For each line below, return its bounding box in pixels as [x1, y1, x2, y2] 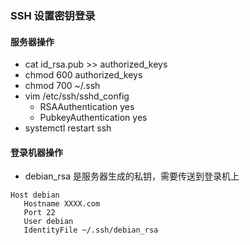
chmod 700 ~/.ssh [24, 80, 101, 92]
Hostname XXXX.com [23, 199, 101, 209]
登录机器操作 [10, 146, 63, 158]
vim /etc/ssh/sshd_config [24, 90, 130, 102]
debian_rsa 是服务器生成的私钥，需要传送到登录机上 [24, 170, 240, 182]
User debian [23, 217, 74, 227]
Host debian [10, 190, 60, 201]
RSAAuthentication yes [39, 101, 135, 113]
